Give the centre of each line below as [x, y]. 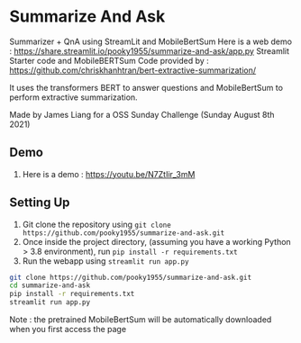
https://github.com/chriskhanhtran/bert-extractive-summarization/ [133, 70]
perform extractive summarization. [73, 97]
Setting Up [40, 203]
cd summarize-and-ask [50, 285]
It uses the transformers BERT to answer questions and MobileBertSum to [146, 87]
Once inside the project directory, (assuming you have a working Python [156, 241]
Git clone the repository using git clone [96, 224]
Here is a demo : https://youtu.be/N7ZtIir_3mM [109, 174]
